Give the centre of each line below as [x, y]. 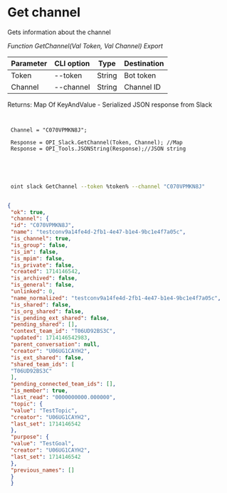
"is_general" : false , [42, 285]
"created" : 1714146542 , [46, 272]
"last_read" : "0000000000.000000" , [63, 398]
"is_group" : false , [39, 245]
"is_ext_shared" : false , [47, 357]
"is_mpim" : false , [38, 258]
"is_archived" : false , [44, 278]
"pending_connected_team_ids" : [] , [63, 384]
